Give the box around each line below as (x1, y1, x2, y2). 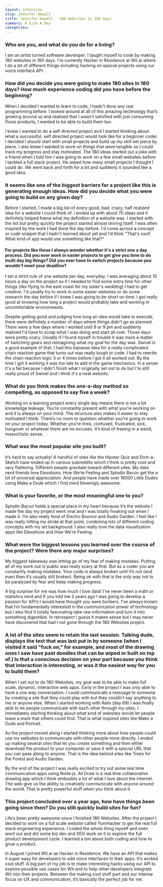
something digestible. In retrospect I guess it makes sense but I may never (5, 614, 154, 620)
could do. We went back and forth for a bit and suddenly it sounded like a (5, 164, 152, 170)
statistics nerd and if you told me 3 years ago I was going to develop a (5, 594, 146, 599)
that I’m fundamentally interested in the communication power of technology (5, 604, 158, 610)
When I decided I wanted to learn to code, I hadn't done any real (5, 103, 133, 109)
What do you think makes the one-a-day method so (5, 383, 129, 390)
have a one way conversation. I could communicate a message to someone (5, 689, 156, 695)
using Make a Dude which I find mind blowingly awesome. (5, 480, 121, 486)
